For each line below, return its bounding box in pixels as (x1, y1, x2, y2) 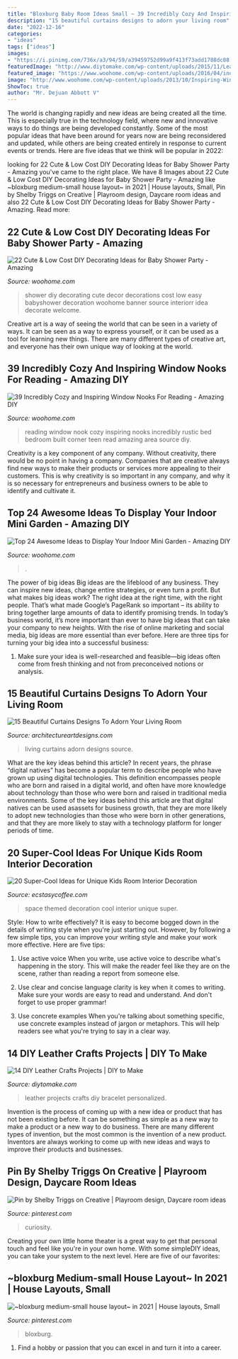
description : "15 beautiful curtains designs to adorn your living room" (7, 17, 230, 24)
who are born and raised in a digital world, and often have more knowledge (7, 781, 227, 790)
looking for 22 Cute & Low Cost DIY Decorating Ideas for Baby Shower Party (7, 160, 230, 169)
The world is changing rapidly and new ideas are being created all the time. (7, 109, 227, 118)
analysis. (17, 667, 44, 675)
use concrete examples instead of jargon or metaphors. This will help (17, 1020, 220, 1028)
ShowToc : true (7, 83, 50, 90)
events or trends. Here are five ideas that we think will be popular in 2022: (7, 147, 223, 155)
